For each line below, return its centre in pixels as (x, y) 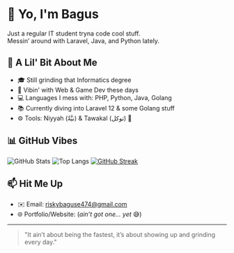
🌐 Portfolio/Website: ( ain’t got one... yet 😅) (79, 214)
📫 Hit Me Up (35, 183)
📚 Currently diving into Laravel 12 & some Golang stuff (96, 108)
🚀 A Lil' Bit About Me (52, 63)
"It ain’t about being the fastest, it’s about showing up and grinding (120, 235)
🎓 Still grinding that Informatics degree (74, 80)
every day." (40, 242)
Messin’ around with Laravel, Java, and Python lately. (84, 40)
